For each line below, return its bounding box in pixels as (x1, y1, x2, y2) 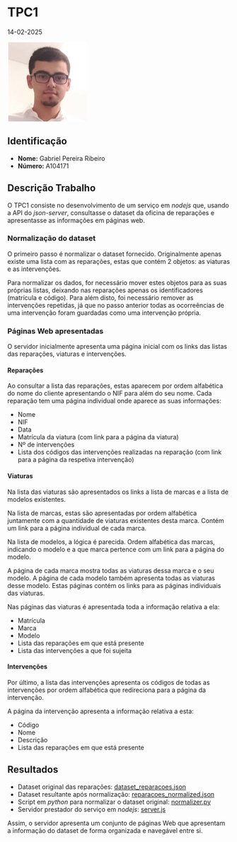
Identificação (7, 135, 67, 147)
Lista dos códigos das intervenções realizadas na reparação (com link (17, 448, 222, 456)
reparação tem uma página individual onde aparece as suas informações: (7, 397, 221, 405)
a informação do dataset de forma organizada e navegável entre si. (7, 826, 203, 835)
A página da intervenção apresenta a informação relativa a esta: (7, 707, 195, 715)
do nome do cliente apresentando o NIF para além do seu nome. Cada (7, 389, 212, 398)
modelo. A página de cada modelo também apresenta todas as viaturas (7, 574, 216, 582)
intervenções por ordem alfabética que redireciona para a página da (7, 686, 207, 694)
